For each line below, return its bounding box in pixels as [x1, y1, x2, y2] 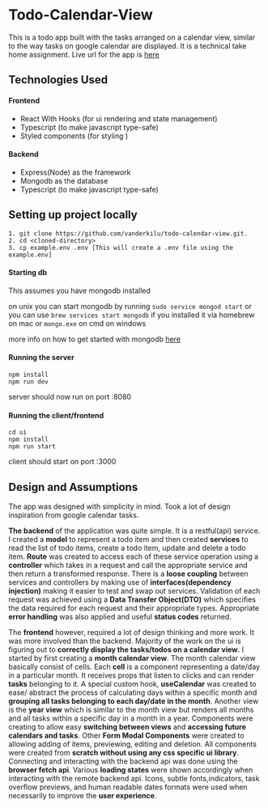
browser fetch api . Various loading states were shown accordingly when [8, 764, 253, 774]
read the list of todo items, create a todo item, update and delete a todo [8, 543, 246, 552]
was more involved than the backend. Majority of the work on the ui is [8, 636, 241, 645]
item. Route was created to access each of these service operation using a [8, 552, 259, 561]
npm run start [8, 442, 57, 451]
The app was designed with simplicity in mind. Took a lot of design [8, 501, 231, 511]
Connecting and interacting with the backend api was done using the [8, 756, 238, 766]
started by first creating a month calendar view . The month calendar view [8, 653, 257, 662]
